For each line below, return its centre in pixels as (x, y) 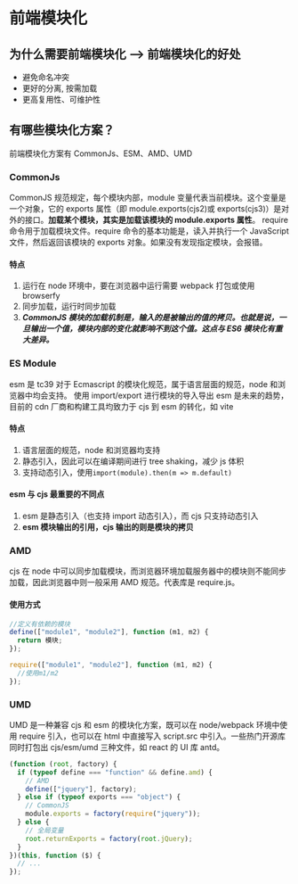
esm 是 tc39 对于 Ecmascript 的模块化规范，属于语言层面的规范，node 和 (144, 384)
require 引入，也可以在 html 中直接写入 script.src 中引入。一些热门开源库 (153, 736)
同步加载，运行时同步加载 (69, 306)
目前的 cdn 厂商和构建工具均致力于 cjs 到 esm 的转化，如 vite (121, 406)
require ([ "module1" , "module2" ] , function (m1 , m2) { (111, 665)
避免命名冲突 (45, 77)
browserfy (41, 296)
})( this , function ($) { (55, 855)
